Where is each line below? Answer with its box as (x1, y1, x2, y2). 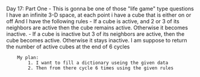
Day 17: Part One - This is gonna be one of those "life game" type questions (6, 5, 194, 12)
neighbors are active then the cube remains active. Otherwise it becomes (6, 24, 189, 31)
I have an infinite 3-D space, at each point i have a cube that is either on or (6, 11, 192, 19)
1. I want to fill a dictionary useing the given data (28, 60, 169, 66)
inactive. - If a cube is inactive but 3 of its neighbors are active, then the (6, 30, 185, 38)
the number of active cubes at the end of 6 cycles (6, 43, 130, 50)
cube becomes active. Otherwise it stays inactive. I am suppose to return (6, 37, 187, 44)
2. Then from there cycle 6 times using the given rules (28, 65, 173, 71)
